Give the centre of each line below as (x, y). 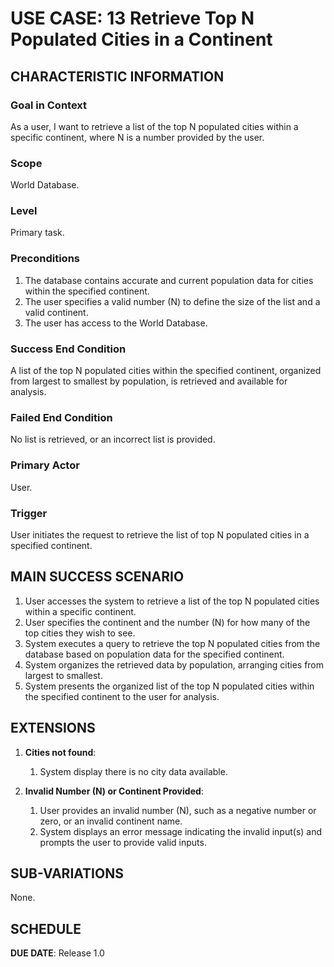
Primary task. (37, 233)
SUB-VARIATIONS (67, 873)
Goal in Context (49, 105)
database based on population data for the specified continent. (154, 654)
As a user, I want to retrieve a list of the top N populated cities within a (154, 126)
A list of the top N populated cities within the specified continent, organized (166, 371)
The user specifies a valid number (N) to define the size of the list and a (172, 301)
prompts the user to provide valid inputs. (123, 842)
